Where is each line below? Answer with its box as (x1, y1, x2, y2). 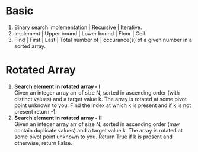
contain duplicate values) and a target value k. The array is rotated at (14, 127, 183, 134)
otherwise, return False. (14, 139, 72, 146)
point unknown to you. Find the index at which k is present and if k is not (14, 102, 191, 109)
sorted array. (14, 43, 46, 50)
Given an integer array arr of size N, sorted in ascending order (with (14, 89, 180, 96)
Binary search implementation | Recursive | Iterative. (14, 24, 142, 31)
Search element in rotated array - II (14, 114, 102, 121)
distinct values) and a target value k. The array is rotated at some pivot (14, 95, 187, 102)
